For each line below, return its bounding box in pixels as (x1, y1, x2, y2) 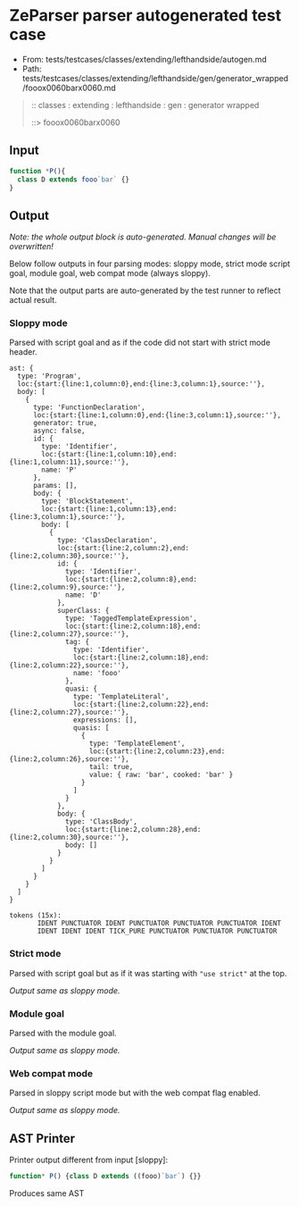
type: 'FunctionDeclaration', (32, 403, 145, 412)
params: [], (32, 482, 78, 490)
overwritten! (9, 241, 54, 252)
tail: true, (88, 763, 134, 772)
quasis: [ (72, 724, 110, 733)
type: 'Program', (17, 372, 82, 381)
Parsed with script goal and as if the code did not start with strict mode (9, 337, 270, 348)
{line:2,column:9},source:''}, (9, 582, 126, 592)
